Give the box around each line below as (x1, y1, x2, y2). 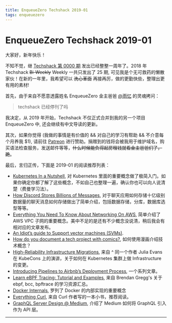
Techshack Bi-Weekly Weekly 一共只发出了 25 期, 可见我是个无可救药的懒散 (5, 69, 165, 75)
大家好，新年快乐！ (5, 52, 46, 58)
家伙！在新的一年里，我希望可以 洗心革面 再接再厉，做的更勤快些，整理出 (5, 75, 160, 82)
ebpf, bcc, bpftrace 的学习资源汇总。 (12, 281, 91, 287)
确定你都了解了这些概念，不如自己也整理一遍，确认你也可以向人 (21, 179, 157, 186)
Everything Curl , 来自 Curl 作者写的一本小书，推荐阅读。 (12, 294, 132, 300)
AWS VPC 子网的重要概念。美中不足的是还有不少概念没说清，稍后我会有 (12, 218, 165, 224)
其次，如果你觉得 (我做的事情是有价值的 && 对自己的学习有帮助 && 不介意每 (5, 132, 164, 138)
